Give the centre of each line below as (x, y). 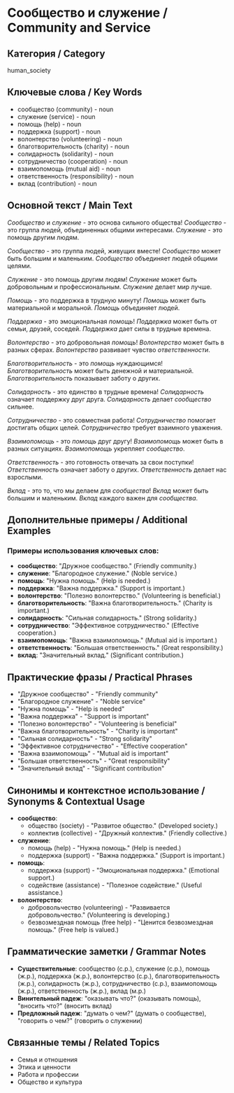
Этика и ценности (44, 1067)
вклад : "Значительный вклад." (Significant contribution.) (100, 655)
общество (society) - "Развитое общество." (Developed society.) (123, 825)
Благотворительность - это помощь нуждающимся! (85, 363)
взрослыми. (25, 477)
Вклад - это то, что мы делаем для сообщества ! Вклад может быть (108, 491)
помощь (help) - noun (49, 124)
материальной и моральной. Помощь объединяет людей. (94, 308)
